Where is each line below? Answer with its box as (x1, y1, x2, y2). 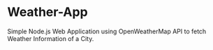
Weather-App (7, 4, 89, 20)
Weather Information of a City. (7, 34, 94, 42)
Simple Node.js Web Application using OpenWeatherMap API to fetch (7, 27, 207, 35)
